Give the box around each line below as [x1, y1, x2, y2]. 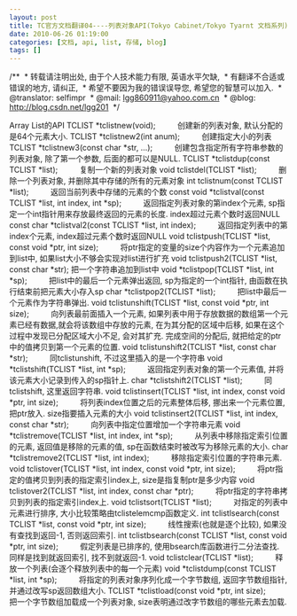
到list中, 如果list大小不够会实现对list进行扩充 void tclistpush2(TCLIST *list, [9, 253, 277, 264]
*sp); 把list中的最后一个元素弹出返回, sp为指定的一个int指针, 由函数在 [9, 276, 281, 286]
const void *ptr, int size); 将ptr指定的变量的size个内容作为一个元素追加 [9, 242, 285, 253]
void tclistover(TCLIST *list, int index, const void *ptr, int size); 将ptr [9, 464, 276, 474]
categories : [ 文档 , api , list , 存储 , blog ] [9, 37, 167, 47]
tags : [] [9, 46, 42, 55]
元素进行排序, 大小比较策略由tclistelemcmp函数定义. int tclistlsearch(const [9, 508, 280, 519]
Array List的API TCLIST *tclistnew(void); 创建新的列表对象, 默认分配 [9, 121, 276, 131]
